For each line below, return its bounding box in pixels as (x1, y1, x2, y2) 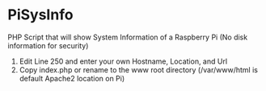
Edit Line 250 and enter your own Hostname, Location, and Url (19, 56, 228, 66)
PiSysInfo (7, 6, 74, 24)
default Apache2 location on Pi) (19, 73, 125, 83)
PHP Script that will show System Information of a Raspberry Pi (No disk (7, 32, 248, 42)
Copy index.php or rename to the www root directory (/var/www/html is (19, 64, 258, 74)
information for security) (7, 40, 89, 50)
